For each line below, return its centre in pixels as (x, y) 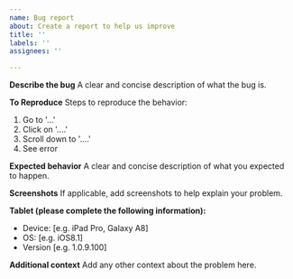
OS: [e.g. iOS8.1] (53, 238)
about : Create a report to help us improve (92, 26)
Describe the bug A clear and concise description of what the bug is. (138, 85)
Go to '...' (39, 120)
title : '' (28, 34)
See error (40, 149)
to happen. (29, 176)
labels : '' (30, 43)
